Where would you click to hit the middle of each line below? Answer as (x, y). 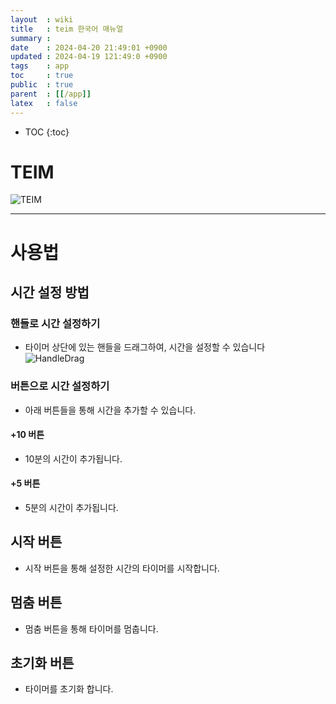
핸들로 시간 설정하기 (55, 323)
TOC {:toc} (47, 132)
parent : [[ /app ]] (51, 94)
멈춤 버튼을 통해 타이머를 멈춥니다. (91, 628)
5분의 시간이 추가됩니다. (71, 508)
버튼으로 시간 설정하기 (60, 386)
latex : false (44, 103)
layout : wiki (42, 19)
